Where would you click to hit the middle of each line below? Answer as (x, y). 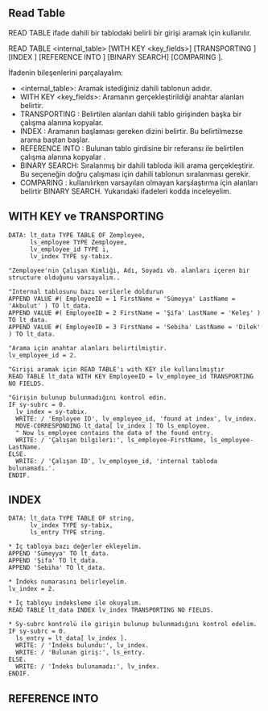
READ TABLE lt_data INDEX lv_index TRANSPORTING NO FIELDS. (111, 610)
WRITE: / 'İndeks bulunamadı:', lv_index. (88, 667)
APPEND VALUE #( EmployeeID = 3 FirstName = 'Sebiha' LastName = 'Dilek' (135, 327)
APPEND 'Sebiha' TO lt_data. (57, 568)
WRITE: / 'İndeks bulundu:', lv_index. (82, 646)
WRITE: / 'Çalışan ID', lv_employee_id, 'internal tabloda (117, 461)
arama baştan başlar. (55, 140)
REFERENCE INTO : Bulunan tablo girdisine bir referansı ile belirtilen (132, 148)
